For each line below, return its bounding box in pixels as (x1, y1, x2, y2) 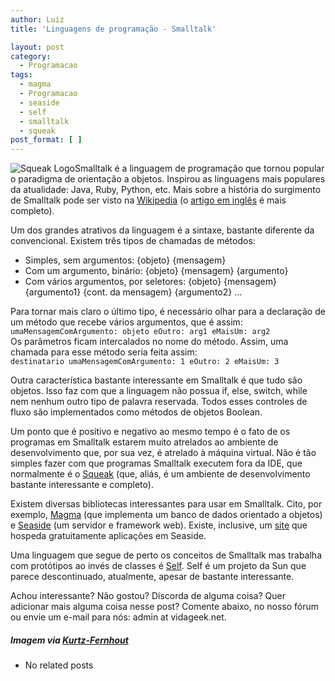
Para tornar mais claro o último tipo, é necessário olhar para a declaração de (10, 306, 326, 318)
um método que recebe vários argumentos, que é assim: (10, 316, 243, 328)
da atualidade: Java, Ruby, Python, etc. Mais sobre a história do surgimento (10, 184, 322, 196)
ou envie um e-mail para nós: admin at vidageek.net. (10, 611, 227, 623)
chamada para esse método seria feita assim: (10, 346, 198, 358)
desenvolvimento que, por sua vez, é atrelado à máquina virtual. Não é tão (10, 447, 317, 459)
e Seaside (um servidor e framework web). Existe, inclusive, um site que (10, 519, 308, 531)
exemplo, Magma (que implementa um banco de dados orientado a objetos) (10, 509, 323, 521)
